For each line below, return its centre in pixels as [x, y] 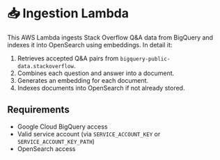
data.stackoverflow [46, 66]
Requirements [38, 110]
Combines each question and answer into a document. [96, 73]
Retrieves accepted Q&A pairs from [68, 58]
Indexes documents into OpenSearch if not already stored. [101, 88]
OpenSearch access [46, 149]
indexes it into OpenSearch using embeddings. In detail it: [90, 45]
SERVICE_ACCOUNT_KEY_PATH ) [56, 141]
